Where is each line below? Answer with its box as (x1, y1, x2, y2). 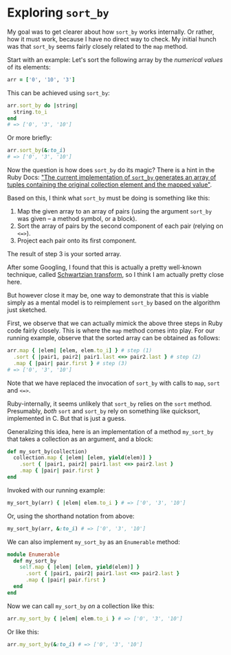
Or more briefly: (7, 134, 52, 142)
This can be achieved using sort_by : (7, 88, 110, 97)
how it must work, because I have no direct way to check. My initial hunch (7, 34, 217, 43)
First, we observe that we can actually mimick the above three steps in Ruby (7, 319, 223, 328)
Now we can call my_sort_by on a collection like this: (7, 601, 155, 610)
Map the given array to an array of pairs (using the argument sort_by (16, 207, 212, 216)
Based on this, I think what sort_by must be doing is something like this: (7, 194, 210, 202)
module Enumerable (7, 551, 60, 558)
